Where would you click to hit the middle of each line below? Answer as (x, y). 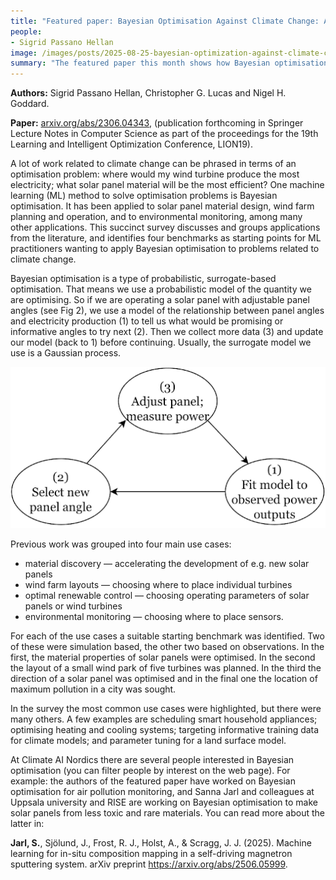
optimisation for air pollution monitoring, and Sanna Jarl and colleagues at (162, 792)
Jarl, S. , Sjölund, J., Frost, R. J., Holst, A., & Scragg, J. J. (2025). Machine (161, 843)
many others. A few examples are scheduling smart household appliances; (164, 719)
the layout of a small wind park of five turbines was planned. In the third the (166, 668)
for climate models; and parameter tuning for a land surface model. (148, 741)
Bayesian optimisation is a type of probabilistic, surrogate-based (143, 279)
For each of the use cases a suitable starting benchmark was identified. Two (167, 636)
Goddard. (30, 104)
